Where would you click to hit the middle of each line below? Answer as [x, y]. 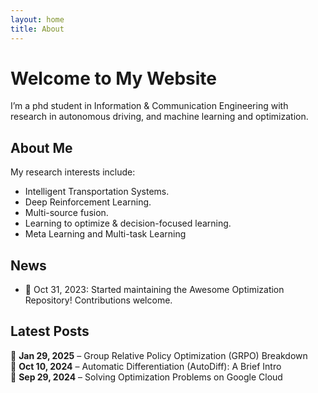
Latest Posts [50, 331]
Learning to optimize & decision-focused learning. [128, 223]
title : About [37, 29]
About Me [41, 147]
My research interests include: [73, 172]
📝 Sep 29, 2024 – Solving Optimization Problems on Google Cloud [146, 377]
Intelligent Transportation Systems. [97, 192]
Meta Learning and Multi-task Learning [105, 234]
